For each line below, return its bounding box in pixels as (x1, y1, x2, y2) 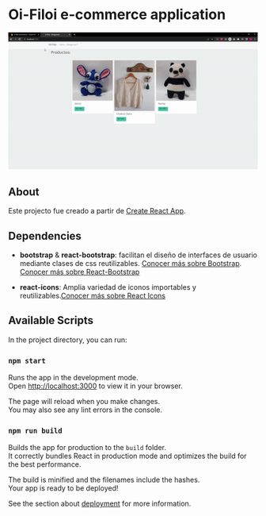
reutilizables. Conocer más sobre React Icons (19, 291, 166, 300)
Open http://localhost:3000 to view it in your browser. (8, 381, 184, 391)
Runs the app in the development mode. (8, 373, 139, 383)
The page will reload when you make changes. (8, 397, 161, 406)
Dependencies (8, 229, 82, 243)
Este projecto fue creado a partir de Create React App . (8, 206, 186, 216)
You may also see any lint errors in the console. (8, 405, 162, 414)
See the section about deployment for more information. (8, 499, 192, 509)
